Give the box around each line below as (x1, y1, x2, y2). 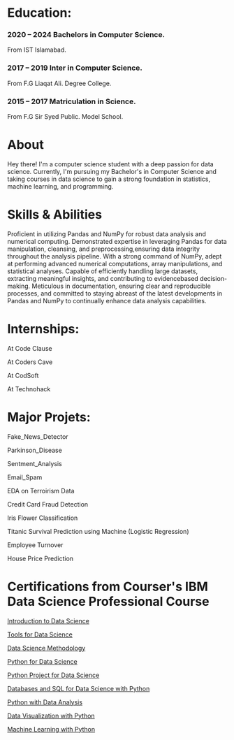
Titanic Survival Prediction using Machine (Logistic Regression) (7, 527, 189, 535)
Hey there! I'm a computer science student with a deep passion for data (7, 160, 214, 168)
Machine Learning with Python (7, 725, 96, 733)
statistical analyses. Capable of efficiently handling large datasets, (7, 267, 198, 275)
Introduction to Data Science (7, 616, 89, 625)
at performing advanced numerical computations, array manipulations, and (7, 259, 223, 268)
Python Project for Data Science (7, 671, 100, 679)
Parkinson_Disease (7, 446, 63, 454)
